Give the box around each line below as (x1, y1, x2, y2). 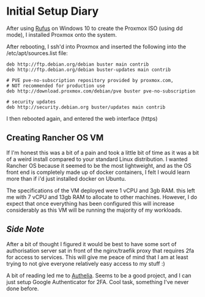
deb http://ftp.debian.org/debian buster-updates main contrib (6, 66, 171, 73)
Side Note (6, 224, 45, 235)
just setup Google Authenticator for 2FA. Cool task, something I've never (6, 278, 189, 285)
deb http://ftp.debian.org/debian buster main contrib (6, 61, 149, 67)
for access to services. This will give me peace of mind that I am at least (6, 253, 188, 261)
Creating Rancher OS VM (6, 133, 104, 143)
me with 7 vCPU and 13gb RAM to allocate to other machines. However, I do (6, 193, 198, 200)
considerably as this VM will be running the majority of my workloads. (6, 206, 182, 214)
